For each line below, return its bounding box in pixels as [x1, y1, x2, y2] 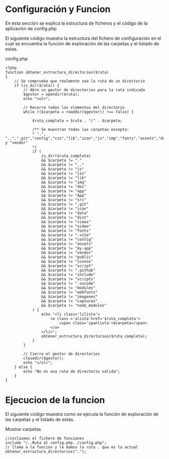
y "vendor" [5, 140, 28, 145]
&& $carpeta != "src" [41, 197, 87, 202]
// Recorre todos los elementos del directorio [23, 105, 125, 110]
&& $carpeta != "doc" [41, 184, 87, 189]
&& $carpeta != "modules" [41, 285, 96, 290]
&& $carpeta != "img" [41, 179, 87, 185]
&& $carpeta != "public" [41, 254, 94, 259]
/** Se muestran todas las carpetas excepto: [32, 127, 129, 132]
